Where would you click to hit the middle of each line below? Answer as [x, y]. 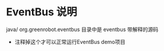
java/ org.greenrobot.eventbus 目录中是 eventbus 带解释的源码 [82, 29]
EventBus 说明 [42, 12]
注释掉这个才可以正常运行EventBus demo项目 [70, 42]
